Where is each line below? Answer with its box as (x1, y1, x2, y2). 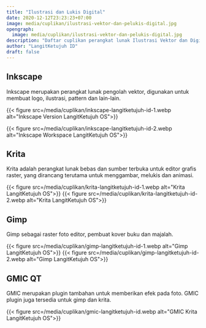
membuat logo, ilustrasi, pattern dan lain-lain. (6, 94, 121, 102)
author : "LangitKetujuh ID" (6, 44, 78, 50)
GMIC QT (6, 273, 42, 284)
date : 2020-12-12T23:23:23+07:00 (6, 15, 92, 21)
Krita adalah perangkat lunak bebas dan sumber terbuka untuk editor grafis (6, 165, 197, 172)
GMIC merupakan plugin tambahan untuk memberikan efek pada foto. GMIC (6, 289, 199, 297)
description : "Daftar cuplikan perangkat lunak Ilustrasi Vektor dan (6, 37, 188, 44)
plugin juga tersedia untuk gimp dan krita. (6, 296, 112, 303)
